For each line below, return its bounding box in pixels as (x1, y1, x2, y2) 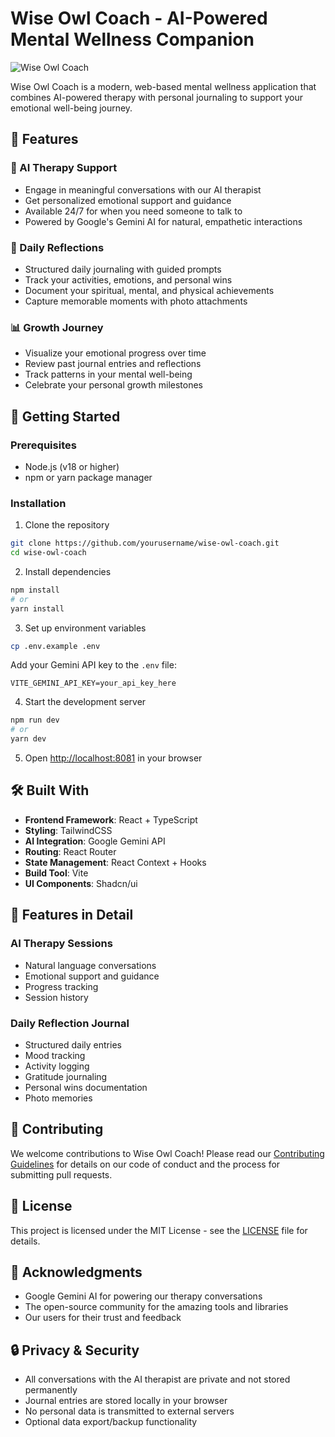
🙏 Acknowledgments (10, 1263, 143, 1281)
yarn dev (10, 734, 47, 744)
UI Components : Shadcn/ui (24, 877, 138, 889)
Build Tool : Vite (24, 867, 89, 879)
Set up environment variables (24, 622, 147, 634)
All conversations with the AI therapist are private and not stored (24, 1373, 291, 1386)
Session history (24, 991, 89, 1003)
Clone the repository (24, 519, 110, 531)
